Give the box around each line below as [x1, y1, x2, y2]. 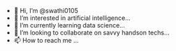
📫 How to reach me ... [13, 37, 79, 44]
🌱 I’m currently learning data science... [13, 21, 126, 29]
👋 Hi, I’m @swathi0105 [13, 7, 79, 14]
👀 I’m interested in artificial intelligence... [13, 14, 131, 22]
